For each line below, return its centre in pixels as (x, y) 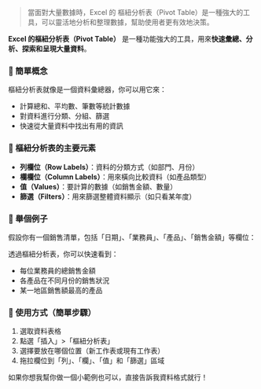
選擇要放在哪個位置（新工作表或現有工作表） (92, 351)
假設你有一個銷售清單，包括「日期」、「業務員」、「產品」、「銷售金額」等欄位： (132, 237)
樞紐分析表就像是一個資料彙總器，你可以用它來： (87, 90)
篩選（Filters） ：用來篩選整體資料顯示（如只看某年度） (108, 196)
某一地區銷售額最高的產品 (61, 290)
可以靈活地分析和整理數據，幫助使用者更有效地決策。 (127, 22)
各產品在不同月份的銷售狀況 (64, 280)
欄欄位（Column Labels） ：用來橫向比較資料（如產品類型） (115, 177)
